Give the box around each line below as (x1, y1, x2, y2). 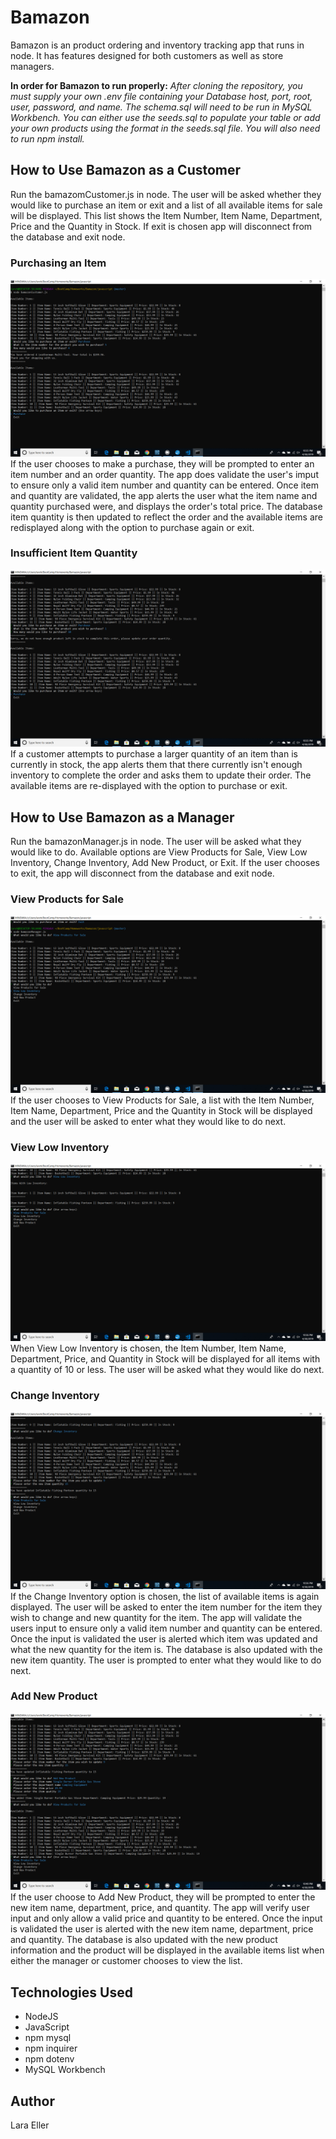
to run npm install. (10, 132, 85, 145)
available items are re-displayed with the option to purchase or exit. (10, 780, 288, 792)
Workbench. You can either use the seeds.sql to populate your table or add (10, 111, 321, 123)
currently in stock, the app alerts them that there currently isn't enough (10, 759, 303, 771)
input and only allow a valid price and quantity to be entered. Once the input (10, 1912, 323, 1925)
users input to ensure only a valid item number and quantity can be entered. (10, 1622, 323, 1634)
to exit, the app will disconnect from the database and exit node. (10, 867, 275, 880)
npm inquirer (24, 2042, 78, 2055)
